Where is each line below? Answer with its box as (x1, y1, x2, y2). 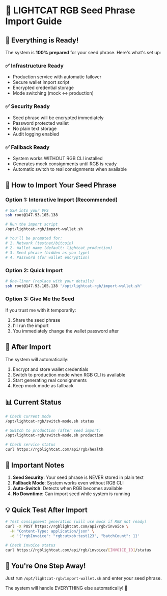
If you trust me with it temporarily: (5, 307, 76, 313)
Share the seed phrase (12, 317, 61, 323)
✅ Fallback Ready (5, 143, 50, 150)
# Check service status (5, 442, 56, 447)
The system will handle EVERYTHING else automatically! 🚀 (5, 585, 128, 591)
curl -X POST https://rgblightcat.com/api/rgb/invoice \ (5, 524, 129, 529)
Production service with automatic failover (12, 74, 102, 80)
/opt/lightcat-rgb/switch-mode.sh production (5, 433, 103, 438)
